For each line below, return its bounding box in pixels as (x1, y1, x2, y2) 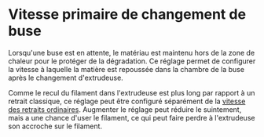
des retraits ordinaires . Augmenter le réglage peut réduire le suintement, (8, 104, 242, 114)
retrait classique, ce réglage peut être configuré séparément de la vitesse (8, 96, 246, 106)
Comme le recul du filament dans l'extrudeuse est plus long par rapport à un (8, 88, 255, 97)
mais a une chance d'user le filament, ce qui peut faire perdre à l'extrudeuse (8, 113, 255, 122)
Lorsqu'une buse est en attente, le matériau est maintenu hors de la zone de (8, 48, 255, 57)
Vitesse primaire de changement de (8, 5, 246, 23)
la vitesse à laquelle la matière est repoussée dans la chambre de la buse (8, 64, 245, 74)
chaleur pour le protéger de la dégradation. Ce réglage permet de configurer (8, 56, 256, 66)
